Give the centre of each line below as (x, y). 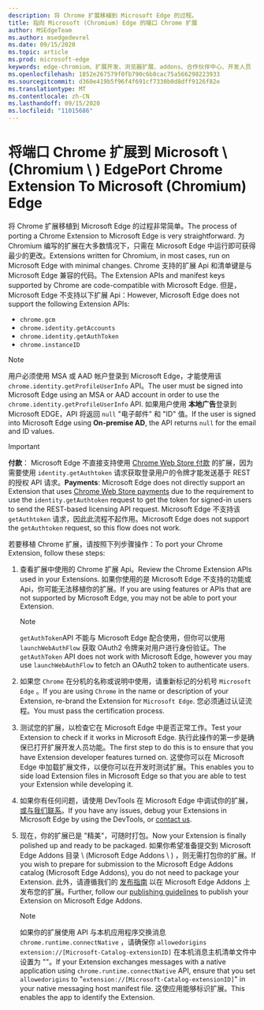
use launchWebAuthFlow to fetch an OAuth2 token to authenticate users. (134, 664)
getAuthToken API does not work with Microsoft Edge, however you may (136, 656)
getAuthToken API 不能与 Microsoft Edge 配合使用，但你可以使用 (123, 638)
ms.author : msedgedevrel (49, 37)
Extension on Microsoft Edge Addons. (81, 900)
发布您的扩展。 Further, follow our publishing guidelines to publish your (134, 892)
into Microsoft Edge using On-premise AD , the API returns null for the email (132, 422)
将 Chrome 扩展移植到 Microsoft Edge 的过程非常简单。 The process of (123, 226)
